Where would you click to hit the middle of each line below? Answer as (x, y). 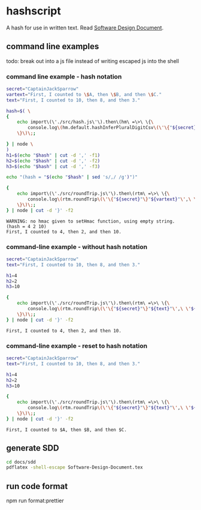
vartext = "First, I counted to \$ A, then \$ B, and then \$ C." (84, 94)
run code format (37, 486)
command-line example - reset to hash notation (77, 346)
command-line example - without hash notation (77, 247)
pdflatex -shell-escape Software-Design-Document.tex (75, 467)
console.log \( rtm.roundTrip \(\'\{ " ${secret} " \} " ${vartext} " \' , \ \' (113, 199)
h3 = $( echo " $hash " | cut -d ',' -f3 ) (53, 166)
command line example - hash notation (64, 76)
